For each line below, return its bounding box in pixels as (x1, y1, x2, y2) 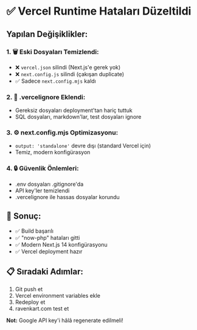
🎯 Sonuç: (6, 211, 41, 222)
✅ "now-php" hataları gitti (15, 234, 80, 241)
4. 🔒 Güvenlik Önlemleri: (6, 164, 79, 173)
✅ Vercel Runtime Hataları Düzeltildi (6, 4, 192, 18)
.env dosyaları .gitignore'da (15, 180, 84, 188)
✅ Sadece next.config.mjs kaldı (15, 77, 96, 85)
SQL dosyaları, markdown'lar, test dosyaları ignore (15, 113, 142, 121)
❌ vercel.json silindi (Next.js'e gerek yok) (15, 63, 121, 71)
